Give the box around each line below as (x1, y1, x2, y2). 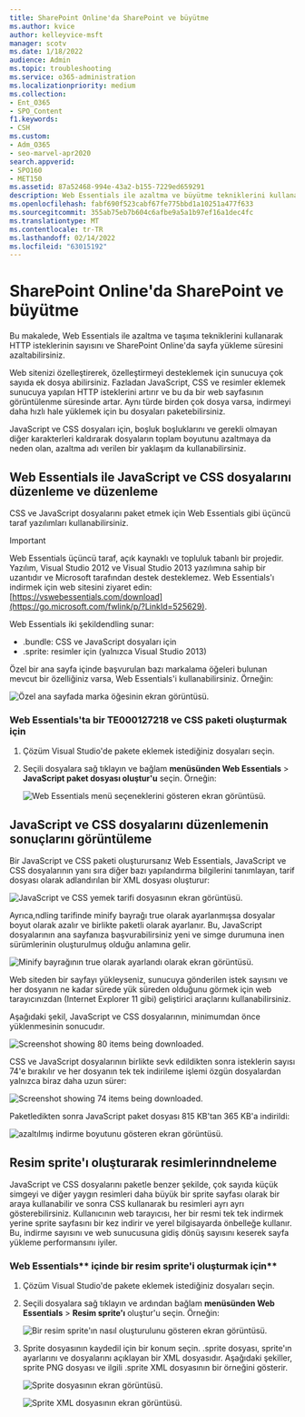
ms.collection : (9, 89, 67, 98)
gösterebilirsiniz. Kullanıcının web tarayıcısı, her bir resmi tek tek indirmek (9, 1208, 284, 1219)
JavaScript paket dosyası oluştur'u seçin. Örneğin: (22, 773, 217, 784)
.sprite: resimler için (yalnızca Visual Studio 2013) (22, 646, 207, 656)
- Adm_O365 (9, 140, 51, 149)
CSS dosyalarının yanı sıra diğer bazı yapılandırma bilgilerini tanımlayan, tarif (9, 865, 295, 876)
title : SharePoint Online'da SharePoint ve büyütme (9, 13, 209, 23)
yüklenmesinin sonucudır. (9, 1021, 105, 1032)
